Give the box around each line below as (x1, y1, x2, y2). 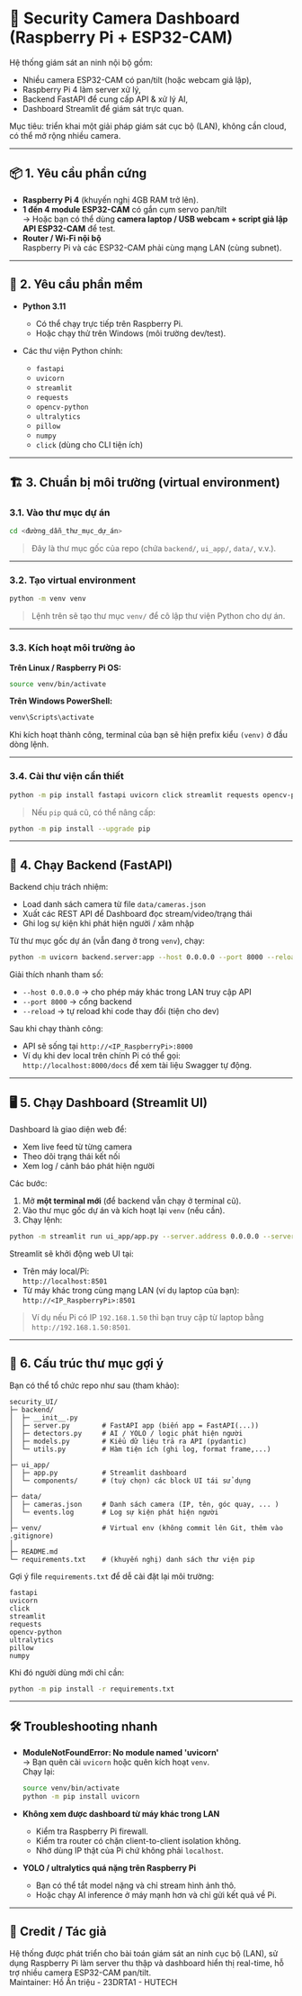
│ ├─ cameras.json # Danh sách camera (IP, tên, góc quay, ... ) (9, 1500, 280, 1509)
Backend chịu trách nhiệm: (9, 882, 109, 893)
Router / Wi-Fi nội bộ (22, 232, 102, 243)
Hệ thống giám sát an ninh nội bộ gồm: (9, 57, 153, 68)
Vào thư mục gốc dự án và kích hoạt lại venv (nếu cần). (22, 1204, 226, 1215)
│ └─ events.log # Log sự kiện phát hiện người (9, 1508, 219, 1517)
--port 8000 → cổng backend (22, 996, 132, 1007)
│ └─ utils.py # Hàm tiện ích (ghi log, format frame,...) (9, 1445, 271, 1454)
